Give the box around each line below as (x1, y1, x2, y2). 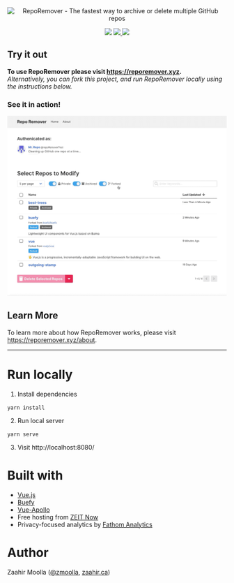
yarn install (7, 404, 45, 411)
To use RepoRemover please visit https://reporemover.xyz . (7, 67, 182, 75)
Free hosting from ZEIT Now (17, 512, 99, 521)
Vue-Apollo (17, 505, 50, 514)
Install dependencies (17, 390, 78, 398)
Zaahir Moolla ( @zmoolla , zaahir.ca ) (7, 568, 111, 576)
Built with (7, 467, 63, 483)
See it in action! (7, 99, 61, 109)
